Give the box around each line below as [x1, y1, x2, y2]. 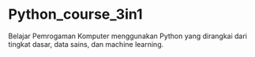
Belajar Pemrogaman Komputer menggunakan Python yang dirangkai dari [8, 31, 247, 41]
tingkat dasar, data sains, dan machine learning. [8, 39, 164, 48]
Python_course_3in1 [8, 5, 144, 23]
